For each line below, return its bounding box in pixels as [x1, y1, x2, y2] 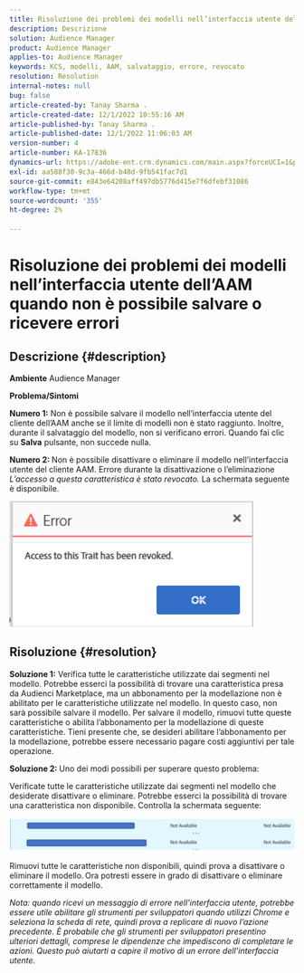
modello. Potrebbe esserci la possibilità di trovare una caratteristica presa [9, 678, 284, 689]
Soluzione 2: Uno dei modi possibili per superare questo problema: [9, 763, 260, 774]
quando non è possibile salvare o [9, 294, 262, 314]
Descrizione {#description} [9, 348, 167, 364]
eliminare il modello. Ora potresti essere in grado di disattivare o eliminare [9, 870, 283, 881]
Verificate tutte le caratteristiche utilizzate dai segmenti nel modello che [9, 780, 277, 791]
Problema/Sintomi [9, 390, 80, 401]
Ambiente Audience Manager [9, 373, 120, 384]
